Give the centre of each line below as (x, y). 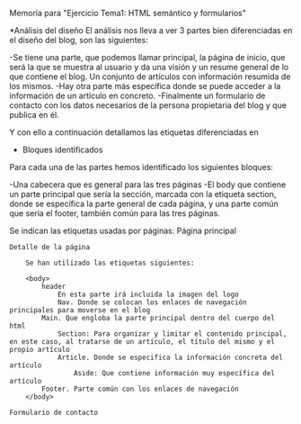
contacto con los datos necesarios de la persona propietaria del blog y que (148, 105)
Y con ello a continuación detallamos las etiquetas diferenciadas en (134, 132)
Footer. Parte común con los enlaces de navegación (141, 389)
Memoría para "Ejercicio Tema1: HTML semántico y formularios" (128, 13)
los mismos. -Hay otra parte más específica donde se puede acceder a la (145, 86)
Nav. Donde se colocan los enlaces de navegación (152, 302)
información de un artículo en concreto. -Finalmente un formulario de (137, 95)
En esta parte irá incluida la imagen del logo (148, 294)
